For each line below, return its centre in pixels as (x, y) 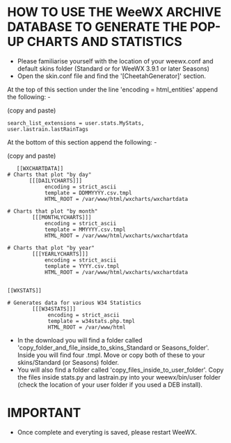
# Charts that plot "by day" (49, 174)
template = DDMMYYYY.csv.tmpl (88, 193)
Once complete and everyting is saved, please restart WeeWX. (107, 432)
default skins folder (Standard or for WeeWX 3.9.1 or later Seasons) (113, 68)
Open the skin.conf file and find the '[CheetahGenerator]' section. (112, 76)
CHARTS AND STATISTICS (104, 42)
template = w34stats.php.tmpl (91, 321)
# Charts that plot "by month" (53, 211)
